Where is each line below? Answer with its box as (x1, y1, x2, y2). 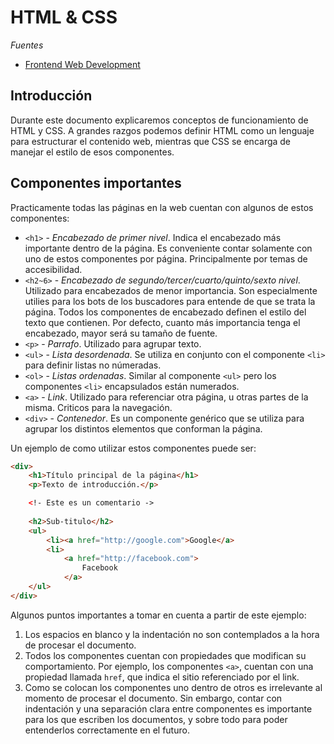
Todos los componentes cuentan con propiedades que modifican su (24, 649, 307, 661)
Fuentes (10, 39, 44, 51)
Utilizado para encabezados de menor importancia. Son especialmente (24, 284, 318, 296)
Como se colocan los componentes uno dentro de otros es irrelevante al (24, 681, 323, 693)
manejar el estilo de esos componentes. (10, 146, 175, 158)
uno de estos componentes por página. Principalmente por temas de (24, 252, 308, 265)
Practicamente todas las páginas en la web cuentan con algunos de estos (10, 201, 314, 213)
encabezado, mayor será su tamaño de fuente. (24, 327, 218, 339)
